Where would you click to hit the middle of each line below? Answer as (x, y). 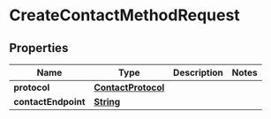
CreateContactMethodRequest (124, 15)
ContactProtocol (129, 87)
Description (198, 73)
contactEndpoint (49, 102)
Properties (39, 48)
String (107, 102)
